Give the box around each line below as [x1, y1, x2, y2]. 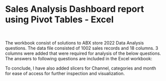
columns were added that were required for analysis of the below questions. [5, 50, 162, 56]
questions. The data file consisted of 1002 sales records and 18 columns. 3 [5, 45, 159, 51]
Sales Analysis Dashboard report [5, 3, 144, 15]
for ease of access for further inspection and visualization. [5, 70, 125, 76]
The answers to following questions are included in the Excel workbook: [5, 55, 153, 61]
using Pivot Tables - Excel [5, 14, 114, 25]
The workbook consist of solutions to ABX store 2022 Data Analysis [5, 40, 144, 45]
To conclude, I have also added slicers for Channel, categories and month [5, 65, 157, 71]
